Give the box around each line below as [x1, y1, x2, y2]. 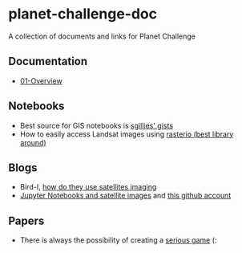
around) [19, 137, 46, 147]
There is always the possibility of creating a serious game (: [19, 235, 217, 245]
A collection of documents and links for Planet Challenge [8, 31, 196, 41]
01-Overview [19, 75, 63, 85]
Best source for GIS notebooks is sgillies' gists [19, 120, 174, 130]
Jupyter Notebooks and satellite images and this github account [19, 190, 232, 201]
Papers [8, 214, 45, 227]
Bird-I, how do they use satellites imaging [19, 182, 157, 192]
